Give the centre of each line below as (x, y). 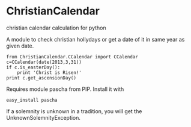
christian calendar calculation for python (56, 28)
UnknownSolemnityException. (44, 117)
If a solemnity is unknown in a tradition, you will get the (74, 111)
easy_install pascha (32, 100)
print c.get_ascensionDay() (41, 78)
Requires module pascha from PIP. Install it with (65, 89)
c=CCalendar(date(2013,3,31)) (44, 62)
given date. (20, 46)
